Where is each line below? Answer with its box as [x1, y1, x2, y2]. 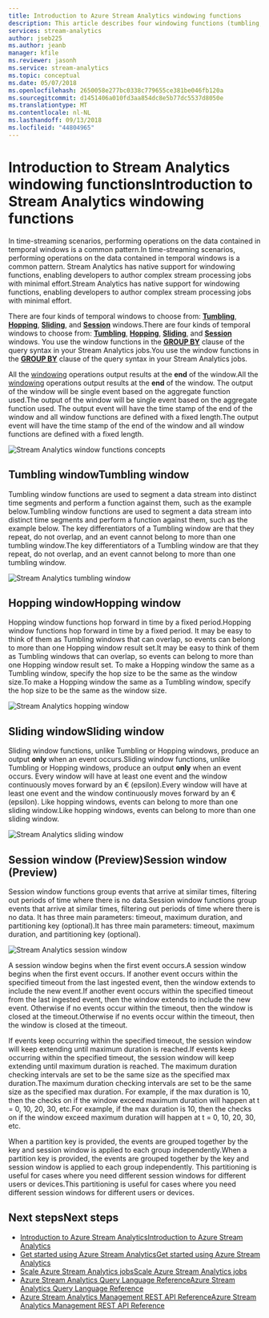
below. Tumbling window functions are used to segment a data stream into [8, 506, 252, 516]
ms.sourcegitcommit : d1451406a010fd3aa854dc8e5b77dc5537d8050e [8, 94, 224, 102]
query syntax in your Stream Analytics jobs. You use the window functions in [8, 345, 259, 355]
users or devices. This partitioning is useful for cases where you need [8, 1179, 236, 1189]
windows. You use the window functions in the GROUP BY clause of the [8, 336, 246, 346]
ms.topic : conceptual [8, 71, 81, 79]
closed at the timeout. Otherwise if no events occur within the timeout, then [8, 1011, 255, 1021]
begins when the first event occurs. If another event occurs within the [8, 969, 239, 978]
